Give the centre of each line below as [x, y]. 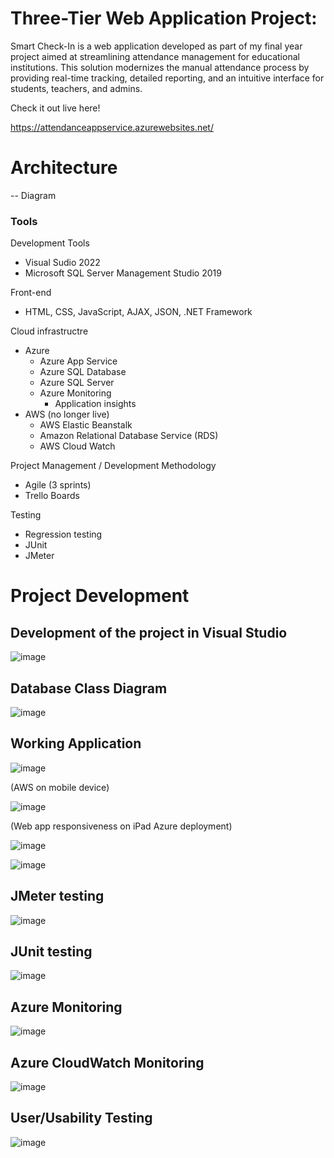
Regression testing [63, 534]
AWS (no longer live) [67, 414]
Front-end [31, 293]
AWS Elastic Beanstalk [86, 425]
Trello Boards [52, 496]
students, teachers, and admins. [76, 88]
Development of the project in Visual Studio [149, 632]
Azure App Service [78, 361]
